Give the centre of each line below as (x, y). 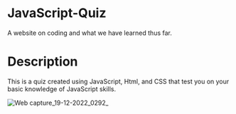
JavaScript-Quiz (57, 13)
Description (43, 62)
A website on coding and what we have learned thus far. (90, 33)
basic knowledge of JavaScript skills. (62, 89)
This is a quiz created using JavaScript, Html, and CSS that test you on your (118, 81)
